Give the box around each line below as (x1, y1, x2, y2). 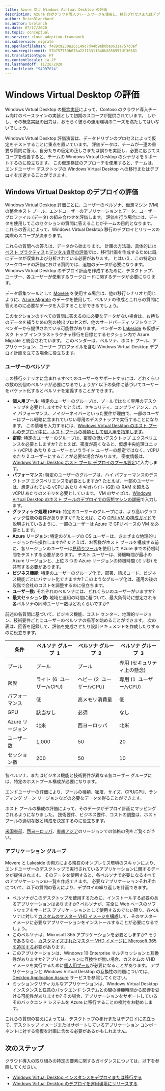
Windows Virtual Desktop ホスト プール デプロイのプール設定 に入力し (12, 460, 153, 466)
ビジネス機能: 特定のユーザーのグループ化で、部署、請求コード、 (12, 570, 144, 576)
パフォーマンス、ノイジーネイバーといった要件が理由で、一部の (18, 411, 147, 417)
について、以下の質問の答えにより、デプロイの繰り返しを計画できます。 (5, 885, 151, 891)
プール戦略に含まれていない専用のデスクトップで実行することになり (21, 417, 159, 422)
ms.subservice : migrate (5, 39, 54, 44)
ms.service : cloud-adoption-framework (5, 35, 84, 40)
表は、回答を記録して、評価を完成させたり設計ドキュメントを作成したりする (5, 623, 160, 629)
